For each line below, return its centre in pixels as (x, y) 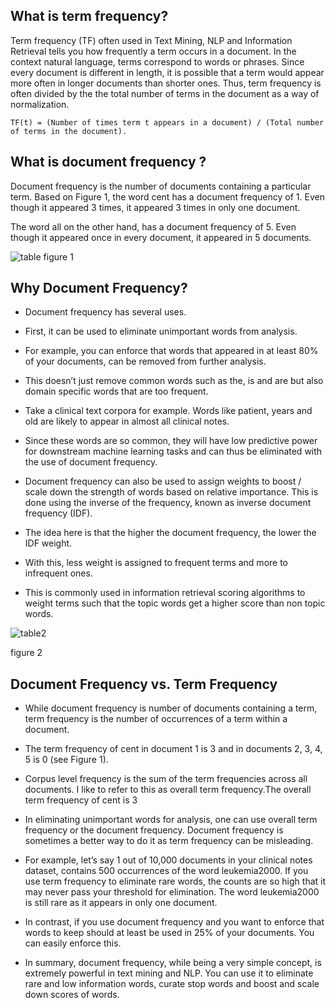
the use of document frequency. (91, 462)
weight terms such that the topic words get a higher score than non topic (175, 603)
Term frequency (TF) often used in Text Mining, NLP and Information (151, 40)
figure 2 (26, 653)
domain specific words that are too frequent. (116, 391)
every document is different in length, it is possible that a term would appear (167, 72)
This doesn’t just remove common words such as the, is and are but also (174, 381)
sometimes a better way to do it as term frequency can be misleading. (169, 841)
